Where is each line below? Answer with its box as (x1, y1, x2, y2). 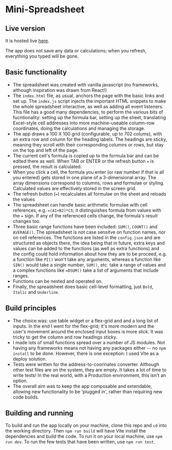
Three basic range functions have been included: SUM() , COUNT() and (12, 223, 158, 230)
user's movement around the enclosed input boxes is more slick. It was (12, 328, 163, 334)
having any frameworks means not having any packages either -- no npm (12, 345, 166, 351)
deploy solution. (12, 355, 47, 362)
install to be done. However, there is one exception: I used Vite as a (12, 350, 159, 357)
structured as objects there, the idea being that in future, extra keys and (12, 240, 165, 246)
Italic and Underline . (12, 289, 60, 295)
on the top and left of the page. (12, 147, 79, 153)
